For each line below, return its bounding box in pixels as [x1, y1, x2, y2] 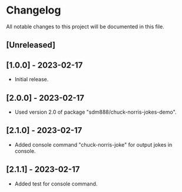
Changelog [6, 4, 61, 17]
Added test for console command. [14, 180, 98, 187]
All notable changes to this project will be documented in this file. [6, 23, 165, 30]
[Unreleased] [6, 40, 56, 50]
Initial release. [14, 76, 49, 83]
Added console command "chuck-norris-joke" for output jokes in [14, 141, 173, 148]
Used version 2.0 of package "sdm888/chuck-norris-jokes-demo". [14, 108, 177, 115]
